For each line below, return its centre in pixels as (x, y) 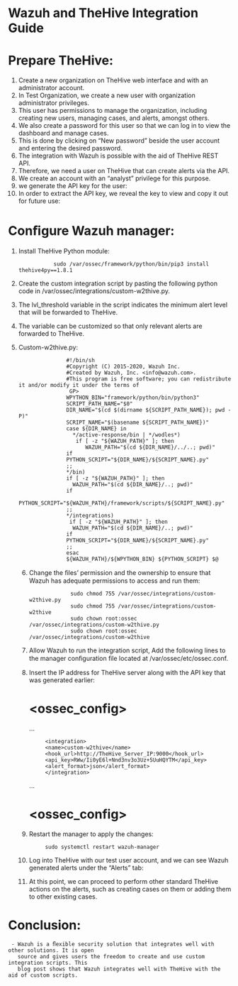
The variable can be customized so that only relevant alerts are (110, 326)
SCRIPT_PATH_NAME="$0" (100, 404)
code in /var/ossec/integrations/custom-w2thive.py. (94, 291)
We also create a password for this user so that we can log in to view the (124, 126)
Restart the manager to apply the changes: (91, 834)
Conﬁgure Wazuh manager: (91, 231)
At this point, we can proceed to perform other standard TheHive (124, 881)
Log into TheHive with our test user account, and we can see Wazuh (129, 860)
